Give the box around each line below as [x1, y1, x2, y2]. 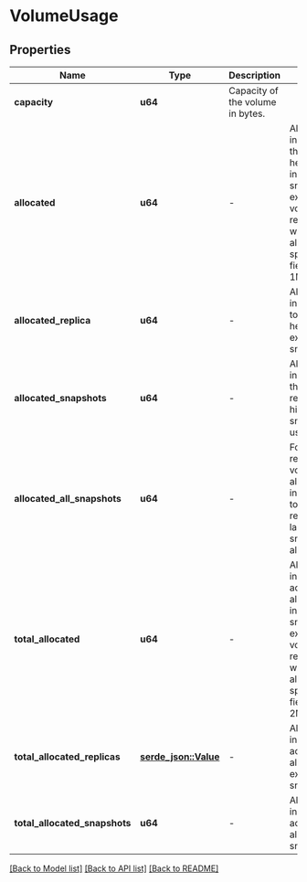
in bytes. [228, 107, 266, 120]
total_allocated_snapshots [14, 817, 132, 829]
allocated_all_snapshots [14, 493, 122, 505]
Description [228, 69, 281, 81]
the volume [228, 96, 277, 108]
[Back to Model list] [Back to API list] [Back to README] [9, 863, 219, 874]
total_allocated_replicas [14, 750, 121, 763]
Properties [9, 42, 71, 58]
